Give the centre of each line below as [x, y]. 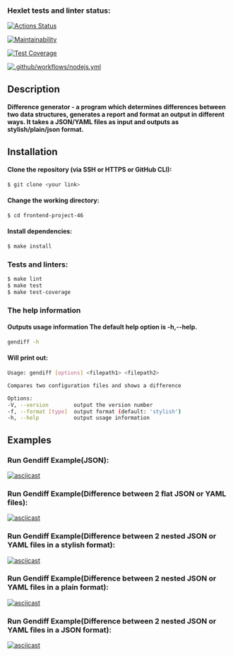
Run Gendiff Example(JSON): [58, 460]
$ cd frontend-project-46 [45, 215]
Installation [32, 151]
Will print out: [28, 358]
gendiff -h [23, 342]
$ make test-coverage [39, 292]
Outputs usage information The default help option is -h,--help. [102, 327]
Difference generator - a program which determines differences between [116, 107]
